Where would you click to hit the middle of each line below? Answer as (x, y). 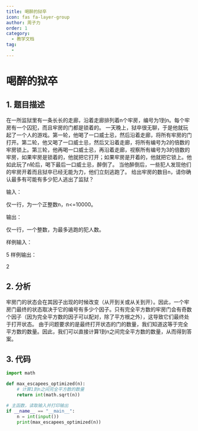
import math (21, 373)
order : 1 (17, 28)
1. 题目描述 (26, 105)
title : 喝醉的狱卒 (27, 12)
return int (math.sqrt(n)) (49, 395)
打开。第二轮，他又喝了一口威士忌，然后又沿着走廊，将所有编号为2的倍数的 (98, 142)
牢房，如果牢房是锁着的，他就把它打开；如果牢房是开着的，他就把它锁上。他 (99, 157)
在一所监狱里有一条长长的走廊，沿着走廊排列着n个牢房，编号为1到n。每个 (95, 120)
